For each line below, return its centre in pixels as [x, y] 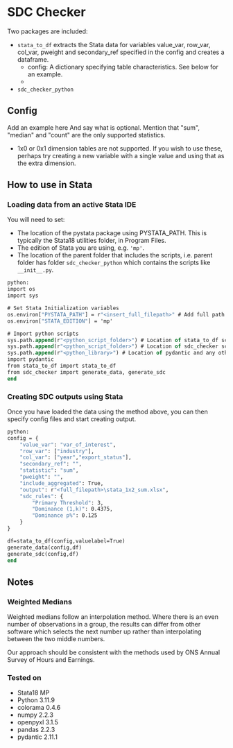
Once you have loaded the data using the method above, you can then [107, 411]
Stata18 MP [33, 693]
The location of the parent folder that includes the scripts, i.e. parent [115, 255]
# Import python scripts [43, 334]
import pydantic [31, 359]
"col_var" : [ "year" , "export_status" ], [76, 458]
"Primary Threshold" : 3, [68, 503]
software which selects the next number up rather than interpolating [105, 631]
